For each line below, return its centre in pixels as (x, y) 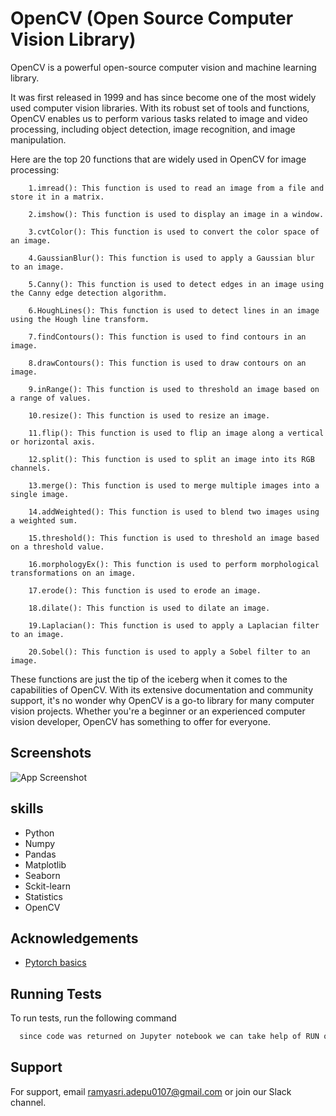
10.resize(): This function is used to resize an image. (149, 415)
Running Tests (56, 993)
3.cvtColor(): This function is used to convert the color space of (174, 232)
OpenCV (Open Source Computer (152, 18)
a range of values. (51, 398)
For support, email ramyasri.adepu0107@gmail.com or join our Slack (151, 1091)
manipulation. (38, 139)
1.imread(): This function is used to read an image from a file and (176, 188)
